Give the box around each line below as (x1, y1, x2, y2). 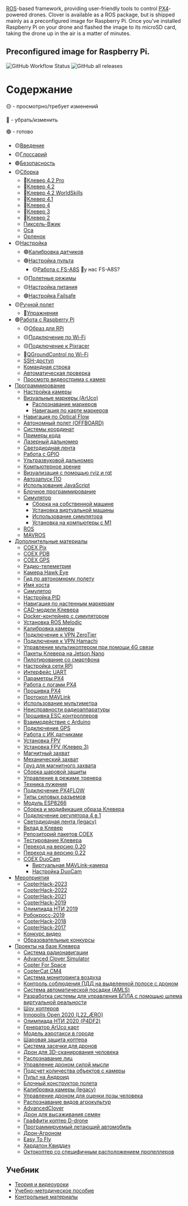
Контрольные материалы (14, 1193, 78, 1200)
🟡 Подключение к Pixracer (23, 342, 90, 349)
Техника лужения (23, 780, 67, 787)
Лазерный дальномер (23, 438, 78, 445)
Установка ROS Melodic (23, 619, 82, 626)
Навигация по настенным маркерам (23, 600, 114, 607)
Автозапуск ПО (23, 475, 61, 483)
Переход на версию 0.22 (23, 849, 86, 856)
